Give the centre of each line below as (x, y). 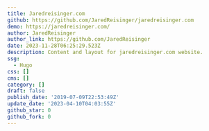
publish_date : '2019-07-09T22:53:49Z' (63, 98)
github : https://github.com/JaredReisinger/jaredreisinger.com (101, 20)
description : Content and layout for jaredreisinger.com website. (105, 53)
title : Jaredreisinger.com (46, 14)
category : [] (26, 85)
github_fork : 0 (29, 116)
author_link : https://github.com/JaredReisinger (79, 40)
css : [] (18, 71)
